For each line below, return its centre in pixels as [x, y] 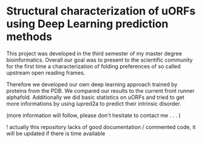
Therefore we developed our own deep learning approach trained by [92, 84]
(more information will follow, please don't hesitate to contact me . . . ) [93, 115]
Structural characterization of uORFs [101, 11]
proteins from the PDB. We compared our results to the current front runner [101, 91]
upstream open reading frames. [46, 72]
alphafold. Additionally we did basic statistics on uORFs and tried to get [96, 97]
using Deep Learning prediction [87, 24]
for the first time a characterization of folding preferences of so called [93, 66]
